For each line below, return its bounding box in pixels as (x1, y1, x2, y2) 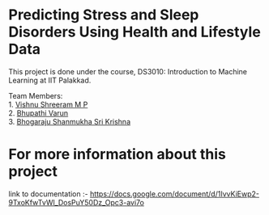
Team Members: (8, 91, 63, 100)
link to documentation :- (8, 188, 88, 199)
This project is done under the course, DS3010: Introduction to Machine (8, 66, 247, 76)
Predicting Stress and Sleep (8, 6, 199, 24)
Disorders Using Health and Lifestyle (8, 23, 261, 41)
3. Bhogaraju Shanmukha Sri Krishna (8, 116, 131, 126)
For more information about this (8, 145, 227, 163)
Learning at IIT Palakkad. (8, 75, 92, 85)
